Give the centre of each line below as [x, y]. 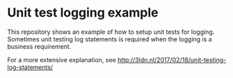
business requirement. [39, 46]
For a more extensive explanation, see [62, 59]
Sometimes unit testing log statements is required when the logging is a [110, 39]
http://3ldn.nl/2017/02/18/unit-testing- [172, 59]
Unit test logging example [83, 13]
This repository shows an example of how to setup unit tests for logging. [111, 32]
